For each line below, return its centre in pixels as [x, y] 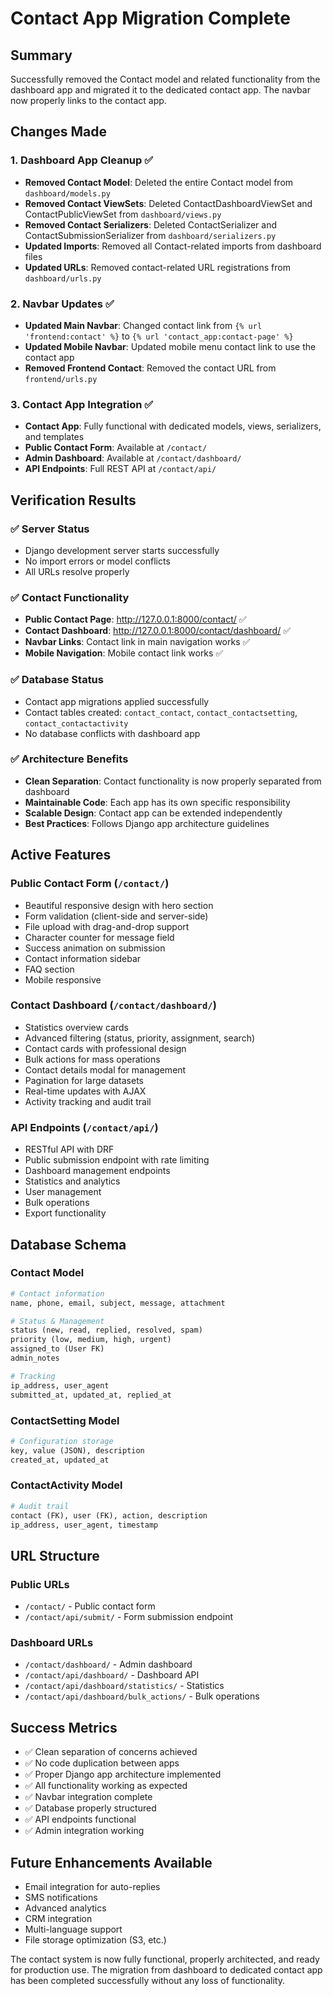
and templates [54, 437]
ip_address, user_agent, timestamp [84, 1525]
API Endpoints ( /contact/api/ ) [84, 1127]
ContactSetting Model [65, 1420]
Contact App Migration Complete [150, 18]
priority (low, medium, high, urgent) [91, 1340]
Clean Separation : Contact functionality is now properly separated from [173, 781]
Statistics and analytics [72, 1181]
